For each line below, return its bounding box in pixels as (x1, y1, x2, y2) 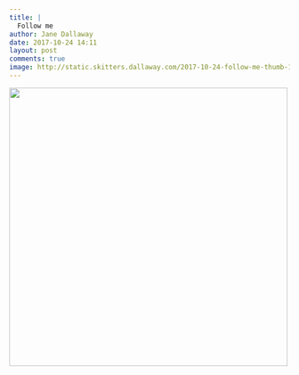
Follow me (17, 21, 53, 30)
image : (9, 63, 34, 72)
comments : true (9, 54, 66, 63)
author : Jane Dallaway (9, 29, 93, 38)
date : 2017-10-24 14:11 (9, 37, 98, 47)
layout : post (9, 46, 58, 55)
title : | (9, 12, 42, 22)
